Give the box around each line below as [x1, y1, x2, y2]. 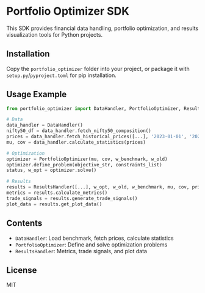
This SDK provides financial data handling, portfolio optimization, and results [6, 24, 199, 32]
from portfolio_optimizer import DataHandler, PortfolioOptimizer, [6, 105, 182, 111]
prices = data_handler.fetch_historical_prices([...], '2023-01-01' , [6, 133, 187, 140]
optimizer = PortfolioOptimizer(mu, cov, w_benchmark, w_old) [6, 156, 168, 162]
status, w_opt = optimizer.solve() [6, 167, 97, 174]
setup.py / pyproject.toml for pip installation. [6, 72, 117, 79]
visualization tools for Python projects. [6, 31, 103, 38]
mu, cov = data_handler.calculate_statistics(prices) [6, 139, 146, 145]
